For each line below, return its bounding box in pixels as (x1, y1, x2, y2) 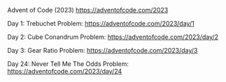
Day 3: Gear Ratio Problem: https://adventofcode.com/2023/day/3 (7, 47, 198, 54)
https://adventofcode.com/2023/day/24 (7, 67, 122, 75)
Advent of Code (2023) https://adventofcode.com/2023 (7, 6, 169, 14)
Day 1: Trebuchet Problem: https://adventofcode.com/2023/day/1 (7, 19, 195, 27)
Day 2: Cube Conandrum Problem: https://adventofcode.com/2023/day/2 (7, 33, 219, 41)
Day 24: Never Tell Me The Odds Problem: (7, 60, 129, 68)
